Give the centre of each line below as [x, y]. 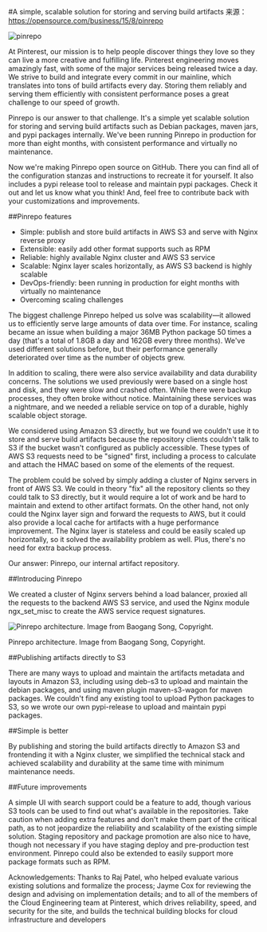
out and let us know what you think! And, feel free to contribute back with [129, 193]
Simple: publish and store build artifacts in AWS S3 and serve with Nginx [139, 232]
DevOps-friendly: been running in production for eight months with [130, 283]
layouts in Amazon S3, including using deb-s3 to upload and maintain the [128, 681]
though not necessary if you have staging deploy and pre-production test [129, 845]
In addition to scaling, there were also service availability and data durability [133, 373]
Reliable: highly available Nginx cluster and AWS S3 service [117, 257]
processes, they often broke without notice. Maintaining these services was [132, 398]
